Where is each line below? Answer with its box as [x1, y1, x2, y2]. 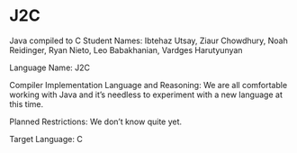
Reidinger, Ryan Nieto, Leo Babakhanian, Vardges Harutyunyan [9, 44, 243, 55]
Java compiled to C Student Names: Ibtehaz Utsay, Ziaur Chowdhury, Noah [9, 35, 288, 46]
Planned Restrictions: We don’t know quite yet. [9, 116, 183, 127]
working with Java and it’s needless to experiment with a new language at [9, 89, 283, 100]
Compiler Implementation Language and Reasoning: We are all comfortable [9, 79, 288, 90]
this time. [9, 98, 44, 109]
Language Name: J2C [9, 62, 91, 73]
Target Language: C [9, 133, 83, 144]
